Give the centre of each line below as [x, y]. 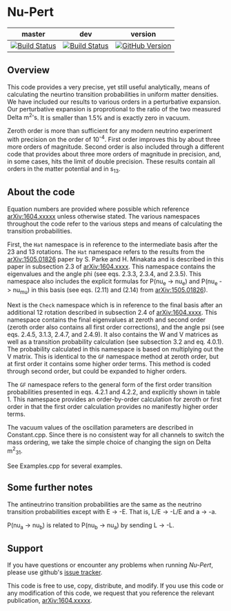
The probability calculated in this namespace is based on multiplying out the [115, 349]
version [143, 34]
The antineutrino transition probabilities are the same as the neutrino [104, 504]
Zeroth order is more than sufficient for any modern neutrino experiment [110, 131]
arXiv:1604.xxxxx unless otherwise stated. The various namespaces [103, 216]
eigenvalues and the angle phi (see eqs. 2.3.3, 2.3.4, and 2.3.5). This [104, 273]
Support [25, 548]
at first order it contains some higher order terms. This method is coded [109, 364]
